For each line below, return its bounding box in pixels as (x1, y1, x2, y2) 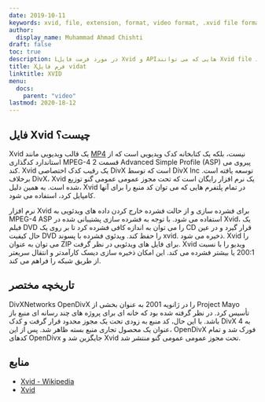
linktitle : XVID (9, 70, 62, 78)
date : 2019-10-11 (9, 11, 66, 20)
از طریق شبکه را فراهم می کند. (9, 256, 101, 265)
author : (9, 26, 35, 34)
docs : (16, 84, 35, 93)
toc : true (9, 48, 42, 56)
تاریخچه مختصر (9, 279, 75, 292)
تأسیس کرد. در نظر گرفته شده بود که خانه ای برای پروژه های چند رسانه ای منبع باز (9, 308, 250, 317)
